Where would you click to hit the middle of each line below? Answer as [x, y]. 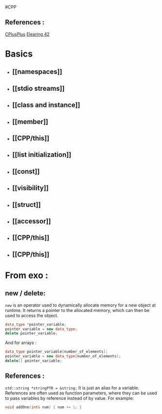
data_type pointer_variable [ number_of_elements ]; [57, 352]
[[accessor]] [31, 221]
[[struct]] [26, 205]
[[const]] [26, 171]
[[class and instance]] [46, 105]
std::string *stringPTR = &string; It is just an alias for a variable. [72, 388]
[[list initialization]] [42, 155]
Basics [19, 54]
